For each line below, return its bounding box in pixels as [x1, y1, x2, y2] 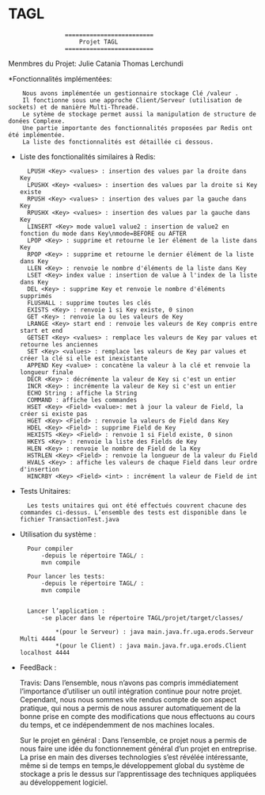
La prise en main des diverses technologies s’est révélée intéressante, [19, 752, 248, 762]
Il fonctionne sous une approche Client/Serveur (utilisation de [22, 96, 243, 104]
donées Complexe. [8, 117, 66, 125]
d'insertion [19, 465, 59, 473]
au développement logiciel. [19, 778, 108, 787]
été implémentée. [8, 131, 66, 139]
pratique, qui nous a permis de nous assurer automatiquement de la [19, 703, 241, 713]
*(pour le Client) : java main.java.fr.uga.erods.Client [55, 641, 247, 650]
